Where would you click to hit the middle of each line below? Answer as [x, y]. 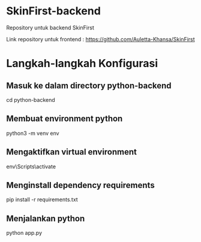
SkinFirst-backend [53, 11]
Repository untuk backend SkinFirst [50, 28]
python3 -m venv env [33, 133]
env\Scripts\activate [31, 167]
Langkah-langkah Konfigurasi [82, 63]
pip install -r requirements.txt [42, 199]
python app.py [24, 233]
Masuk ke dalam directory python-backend [89, 85]
